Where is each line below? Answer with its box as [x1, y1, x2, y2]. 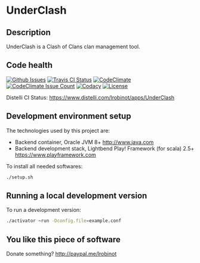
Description [6, 27, 51, 37]
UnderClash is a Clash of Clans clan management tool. [6, 43, 140, 50]
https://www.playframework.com [14, 151, 97, 158]
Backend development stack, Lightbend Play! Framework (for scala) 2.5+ [14, 145, 195, 152]
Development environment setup [6, 111, 131, 121]
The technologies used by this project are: [6, 127, 110, 134]
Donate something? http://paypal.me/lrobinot [6, 251, 117, 257]
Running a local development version [6, 190, 147, 201]
